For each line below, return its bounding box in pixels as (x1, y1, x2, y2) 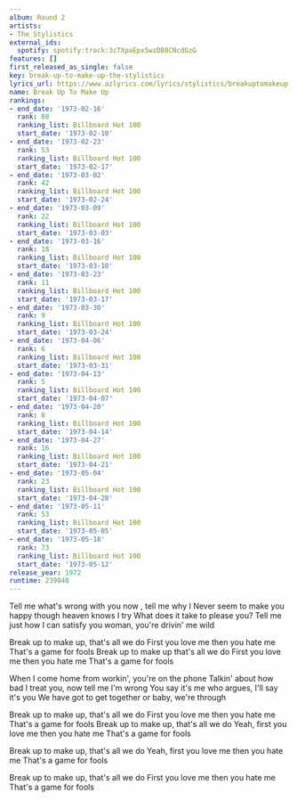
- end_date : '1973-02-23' (9, 137, 105, 146)
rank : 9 (17, 311, 46, 321)
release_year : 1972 (9, 568, 82, 577)
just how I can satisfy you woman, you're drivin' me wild (9, 620, 215, 631)
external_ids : (9, 37, 62, 47)
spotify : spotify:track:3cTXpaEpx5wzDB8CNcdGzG (17, 46, 197, 55)
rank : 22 (17, 211, 50, 221)
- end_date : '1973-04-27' (9, 436, 105, 445)
